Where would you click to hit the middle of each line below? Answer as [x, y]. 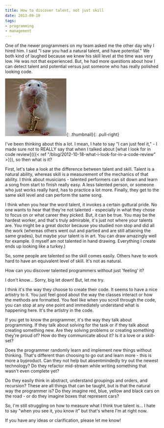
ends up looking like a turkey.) [35, 246]
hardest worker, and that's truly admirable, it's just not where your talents [79, 220]
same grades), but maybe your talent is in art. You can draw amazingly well [81, 236]
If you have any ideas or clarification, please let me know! [63, 420]
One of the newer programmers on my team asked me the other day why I [80, 46]
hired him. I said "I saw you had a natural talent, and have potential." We [77, 51]
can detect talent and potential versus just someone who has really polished [82, 67]
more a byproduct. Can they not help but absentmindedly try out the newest [82, 361]
